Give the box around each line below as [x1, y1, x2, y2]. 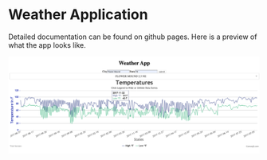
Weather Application [8, 6, 149, 24]
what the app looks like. [8, 40, 86, 49]
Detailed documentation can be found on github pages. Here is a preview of [8, 32, 257, 41]
